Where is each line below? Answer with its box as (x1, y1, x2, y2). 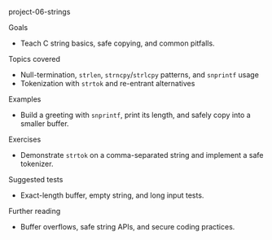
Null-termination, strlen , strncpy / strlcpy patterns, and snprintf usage (20, 70, 259, 80)
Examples (8, 94, 42, 104)
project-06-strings (8, 7, 71, 16)
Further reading (8, 207, 61, 216)
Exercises (8, 134, 42, 144)
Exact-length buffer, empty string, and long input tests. (20, 190, 204, 200)
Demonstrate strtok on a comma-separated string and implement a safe (20, 151, 264, 159)
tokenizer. (20, 159, 54, 168)
